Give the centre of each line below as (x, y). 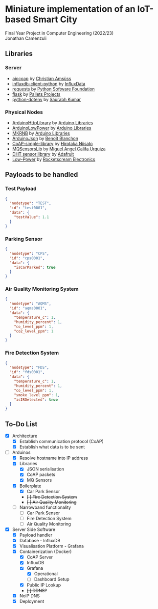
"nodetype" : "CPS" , (29, 253)
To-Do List (21, 424)
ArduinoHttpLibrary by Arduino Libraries (53, 123)
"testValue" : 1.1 (32, 217)
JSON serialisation (45, 469)
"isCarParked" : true (35, 267)
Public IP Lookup (44, 585)
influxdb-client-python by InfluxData (49, 83)
